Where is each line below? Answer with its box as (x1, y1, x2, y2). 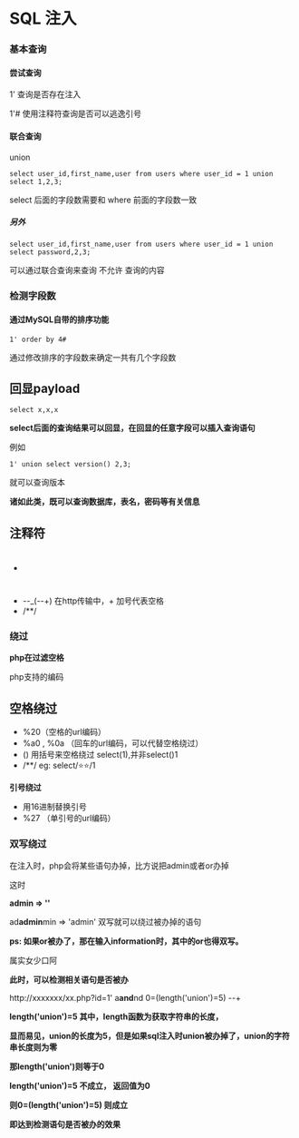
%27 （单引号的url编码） (22, 813, 116, 824)
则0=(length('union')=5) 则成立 (9, 1099, 129, 1110)
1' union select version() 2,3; (9, 460, 131, 469)
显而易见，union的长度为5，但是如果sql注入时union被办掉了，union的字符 (9, 1030, 290, 1041)
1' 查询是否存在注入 (9, 89, 82, 100)
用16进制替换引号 (22, 801, 88, 812)
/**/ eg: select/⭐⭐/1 (22, 760, 96, 771)
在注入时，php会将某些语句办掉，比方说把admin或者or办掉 (9, 859, 229, 871)
